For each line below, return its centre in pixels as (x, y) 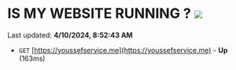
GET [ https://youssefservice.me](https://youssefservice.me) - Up (123, 50)
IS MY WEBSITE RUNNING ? (100, 14)
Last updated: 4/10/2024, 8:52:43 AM (70, 35)
